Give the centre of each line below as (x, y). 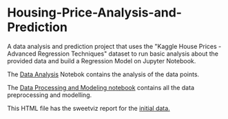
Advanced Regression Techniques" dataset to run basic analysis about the (113, 54)
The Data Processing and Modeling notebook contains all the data (101, 87)
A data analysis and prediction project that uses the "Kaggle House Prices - (114, 46)
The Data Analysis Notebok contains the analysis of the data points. (103, 74)
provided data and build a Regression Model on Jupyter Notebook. (102, 61)
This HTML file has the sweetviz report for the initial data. (89, 108)
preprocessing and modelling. (49, 95)
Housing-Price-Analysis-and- (95, 13)
